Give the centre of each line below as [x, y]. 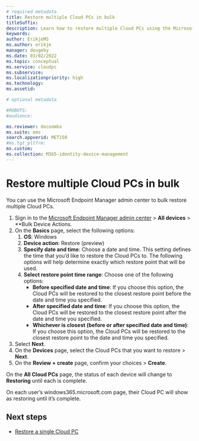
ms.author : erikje [29, 45]
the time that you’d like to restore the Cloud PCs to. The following [103, 255]
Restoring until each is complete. [47, 380]
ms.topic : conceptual [33, 61]
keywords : [18, 34]
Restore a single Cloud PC [46, 432]
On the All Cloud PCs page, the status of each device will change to [89, 374]
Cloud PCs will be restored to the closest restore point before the [112, 293]
